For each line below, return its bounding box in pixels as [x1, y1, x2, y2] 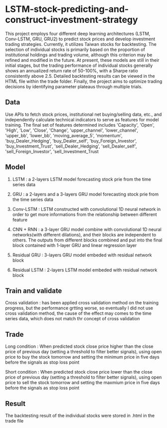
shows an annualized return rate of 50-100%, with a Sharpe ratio [5, 67, 139, 73]
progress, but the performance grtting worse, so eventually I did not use [5, 305, 154, 311]
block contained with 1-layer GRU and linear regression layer [12, 242, 137, 248]
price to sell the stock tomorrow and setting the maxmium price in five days [5, 380, 161, 386]
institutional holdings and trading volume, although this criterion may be [5, 51, 153, 58]
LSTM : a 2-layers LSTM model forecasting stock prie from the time [12, 176, 151, 182]
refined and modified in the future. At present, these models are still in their [5, 57, 160, 63]
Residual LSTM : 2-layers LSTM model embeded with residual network [12, 267, 158, 273]
